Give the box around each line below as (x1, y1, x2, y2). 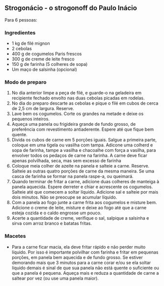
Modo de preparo (4, 79, 47, 86)
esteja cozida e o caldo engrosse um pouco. (11, 210, 102, 216)
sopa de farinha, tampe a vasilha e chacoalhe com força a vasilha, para (11, 147, 156, 153)
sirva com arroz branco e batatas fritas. (11, 221, 92, 227)
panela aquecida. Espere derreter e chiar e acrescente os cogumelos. (11, 184, 153, 190)
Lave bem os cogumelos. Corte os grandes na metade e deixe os (11, 111, 144, 117)
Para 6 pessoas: (4, 17, 37, 23)
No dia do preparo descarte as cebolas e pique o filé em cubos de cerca (11, 100, 159, 106)
